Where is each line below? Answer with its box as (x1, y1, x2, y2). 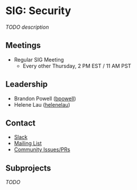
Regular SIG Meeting (13, 56, 64, 63)
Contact (5, 118, 36, 128)
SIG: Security (5, 4, 71, 18)
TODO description (5, 23, 49, 30)
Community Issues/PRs (13, 146, 71, 153)
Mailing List (13, 140, 42, 147)
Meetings (5, 40, 42, 50)
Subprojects (5, 163, 52, 173)
